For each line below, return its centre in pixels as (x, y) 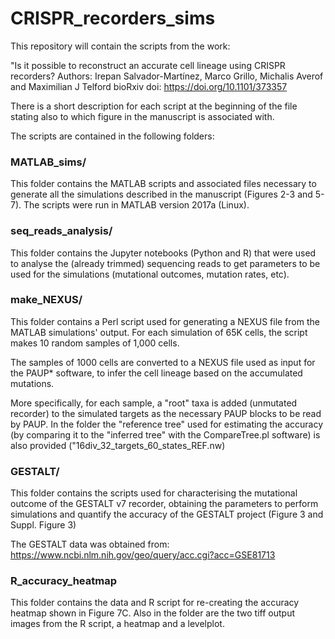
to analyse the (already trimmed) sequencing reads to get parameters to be (165, 263)
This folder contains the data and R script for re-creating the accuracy (155, 603)
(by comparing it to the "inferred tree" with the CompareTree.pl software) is (165, 434)
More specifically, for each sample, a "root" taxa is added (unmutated (154, 403)
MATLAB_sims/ (48, 162)
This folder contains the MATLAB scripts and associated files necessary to (163, 184)
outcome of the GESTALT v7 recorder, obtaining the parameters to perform (164, 504)
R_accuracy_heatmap (63, 581)
